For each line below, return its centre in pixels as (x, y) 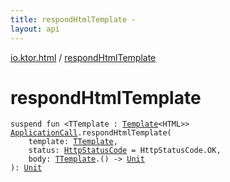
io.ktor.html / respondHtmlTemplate (83, 57)
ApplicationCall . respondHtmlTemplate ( (91, 133)
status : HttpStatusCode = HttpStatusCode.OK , (125, 151)
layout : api (35, 29)
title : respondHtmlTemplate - (73, 19)
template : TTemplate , (73, 142)
